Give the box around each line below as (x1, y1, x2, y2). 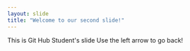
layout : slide (7, 10, 49, 17)
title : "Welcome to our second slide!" (7, 17, 125, 24)
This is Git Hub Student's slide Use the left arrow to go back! (7, 36, 184, 44)
